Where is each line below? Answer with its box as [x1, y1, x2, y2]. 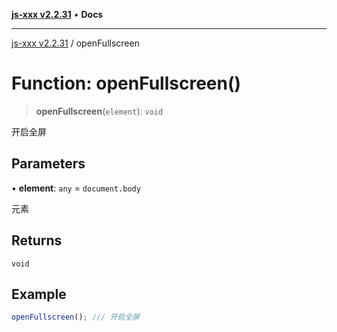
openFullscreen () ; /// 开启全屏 [11, 312, 141, 323]
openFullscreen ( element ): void [35, 105, 164, 117]
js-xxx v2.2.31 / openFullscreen [11, 37, 140, 49]
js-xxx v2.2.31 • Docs [11, 9, 104, 20]
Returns [11, 232, 63, 249]
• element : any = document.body [11, 182, 141, 194]
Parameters [11, 155, 86, 173]
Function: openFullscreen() [11, 72, 242, 95]
